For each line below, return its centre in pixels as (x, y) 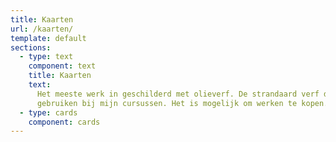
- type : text (46, 57)
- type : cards (48, 112)
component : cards (64, 122)
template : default (48, 38)
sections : (31, 47)
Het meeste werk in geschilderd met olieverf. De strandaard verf (178, 94)
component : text (62, 66)
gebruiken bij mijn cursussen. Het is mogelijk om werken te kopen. (182, 103)
